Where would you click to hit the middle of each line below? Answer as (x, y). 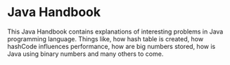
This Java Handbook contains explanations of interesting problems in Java (115, 31)
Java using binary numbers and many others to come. (85, 54)
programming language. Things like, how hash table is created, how (106, 38)
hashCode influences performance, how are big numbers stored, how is (111, 46)
